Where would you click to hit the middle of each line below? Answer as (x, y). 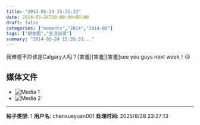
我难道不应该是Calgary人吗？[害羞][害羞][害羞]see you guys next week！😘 (98, 57)
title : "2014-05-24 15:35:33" (44, 12)
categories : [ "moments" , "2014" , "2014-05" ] (60, 28)
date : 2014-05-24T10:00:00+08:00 (48, 17)
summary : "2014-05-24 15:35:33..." (50, 39)
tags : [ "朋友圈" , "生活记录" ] (39, 34)
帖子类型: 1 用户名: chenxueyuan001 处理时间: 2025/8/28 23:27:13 (87, 116)
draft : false (22, 23)
